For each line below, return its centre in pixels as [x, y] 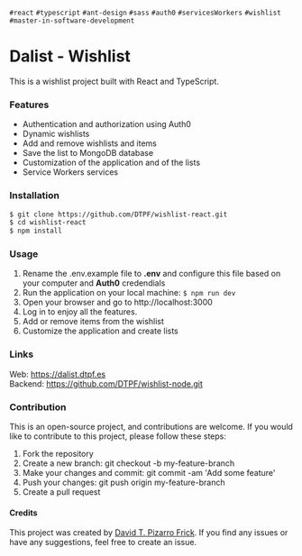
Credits [23, 513]
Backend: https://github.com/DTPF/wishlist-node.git [106, 383]
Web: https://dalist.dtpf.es [58, 374]
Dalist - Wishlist [70, 56]
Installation [35, 196]
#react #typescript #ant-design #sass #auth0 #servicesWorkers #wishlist [145, 13]
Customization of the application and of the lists [111, 163]
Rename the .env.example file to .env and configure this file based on [151, 274]
